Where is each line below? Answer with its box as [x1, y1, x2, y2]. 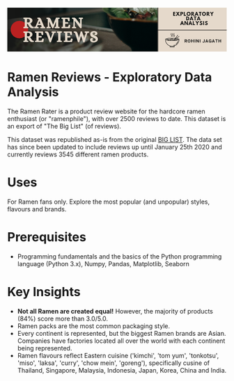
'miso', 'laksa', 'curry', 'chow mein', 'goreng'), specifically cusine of [17, 359, 210, 367]
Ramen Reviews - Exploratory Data [7, 69, 212, 85]
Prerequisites [7, 229, 87, 245]
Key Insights [7, 284, 81, 300]
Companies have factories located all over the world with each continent [17, 337, 226, 345]
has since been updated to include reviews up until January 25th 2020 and [7, 143, 222, 151]
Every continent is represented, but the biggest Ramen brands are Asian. [17, 329, 226, 337]
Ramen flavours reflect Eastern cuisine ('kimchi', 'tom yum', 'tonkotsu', [17, 351, 219, 359]
